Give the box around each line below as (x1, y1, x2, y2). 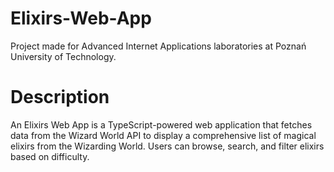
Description (10, 86, 110, 109)
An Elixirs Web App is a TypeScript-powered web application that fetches (10, 118, 313, 131)
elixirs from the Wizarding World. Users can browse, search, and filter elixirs (10, 140, 325, 152)
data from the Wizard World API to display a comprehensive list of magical (10, 129, 317, 141)
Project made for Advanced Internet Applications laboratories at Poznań (10, 40, 307, 52)
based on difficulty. (10, 150, 90, 162)
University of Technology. (10, 50, 117, 62)
